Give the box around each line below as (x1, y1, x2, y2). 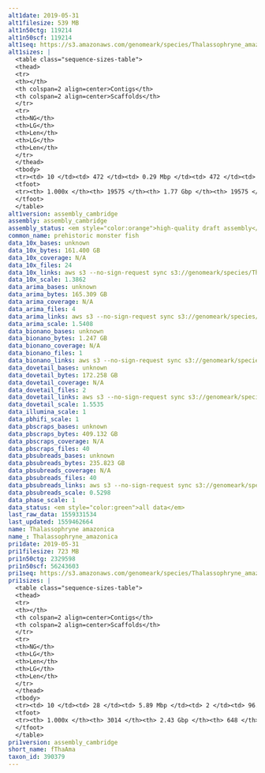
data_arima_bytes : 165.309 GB (8, 291, 108, 298)
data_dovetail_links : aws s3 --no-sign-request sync (8, 393, 185, 401)
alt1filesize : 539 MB (8, 19, 80, 27)
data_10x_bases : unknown (8, 239, 90, 247)
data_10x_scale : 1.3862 (8, 276, 87, 284)
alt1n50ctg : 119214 (8, 26, 73, 34)
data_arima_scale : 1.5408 (8, 320, 93, 328)
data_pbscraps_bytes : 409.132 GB (8, 430, 118, 438)
